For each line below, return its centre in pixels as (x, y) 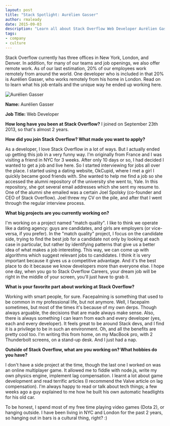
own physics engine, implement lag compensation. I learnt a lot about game (84, 375)
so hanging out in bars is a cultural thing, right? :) (56, 418)
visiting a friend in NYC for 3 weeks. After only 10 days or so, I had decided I (85, 160)
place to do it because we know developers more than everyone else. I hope (85, 266)
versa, (12, 233)
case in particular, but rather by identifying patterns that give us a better (80, 244)
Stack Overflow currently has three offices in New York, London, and (77, 57)
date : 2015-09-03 (24, 24)
